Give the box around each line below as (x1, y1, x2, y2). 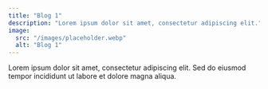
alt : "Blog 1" (15, 41, 62, 49)
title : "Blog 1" (8, 11, 62, 20)
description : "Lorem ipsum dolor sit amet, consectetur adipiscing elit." (8, 19, 262, 27)
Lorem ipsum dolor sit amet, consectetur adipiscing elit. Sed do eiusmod (8, 63, 246, 72)
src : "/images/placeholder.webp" (15, 33, 127, 42)
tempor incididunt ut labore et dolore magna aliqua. (8, 72, 177, 81)
